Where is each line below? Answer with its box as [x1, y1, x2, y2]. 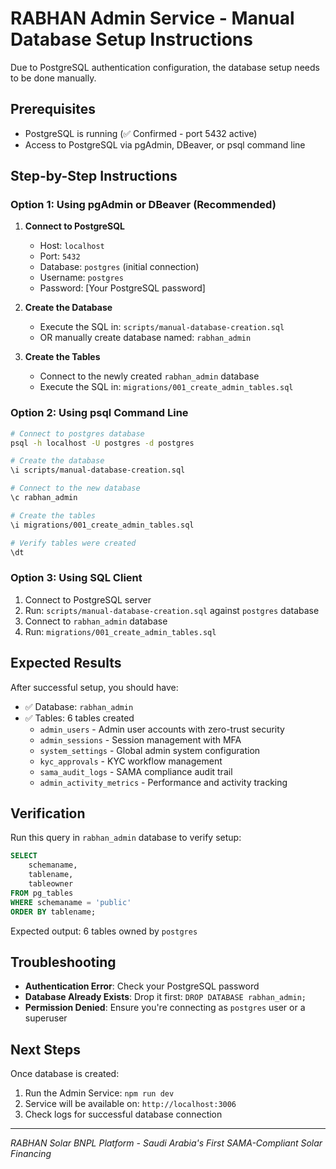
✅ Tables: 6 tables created [24, 712, 135, 724]
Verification [10, 805, 86, 822]
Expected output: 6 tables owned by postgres [10, 925, 198, 937]
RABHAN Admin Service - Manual [10, 7, 295, 30]
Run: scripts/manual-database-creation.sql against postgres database [24, 604, 320, 616]
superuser [24, 1012, 68, 1024]
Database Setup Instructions [10, 28, 253, 51]
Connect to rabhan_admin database [24, 615, 168, 627]
